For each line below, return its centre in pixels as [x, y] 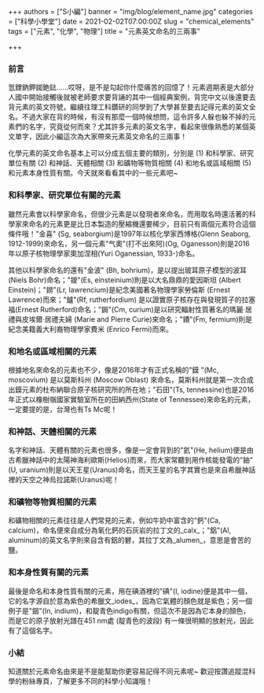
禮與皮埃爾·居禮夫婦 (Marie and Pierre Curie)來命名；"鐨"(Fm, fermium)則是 [130, 319]
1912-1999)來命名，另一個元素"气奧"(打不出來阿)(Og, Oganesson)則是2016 [129, 243]
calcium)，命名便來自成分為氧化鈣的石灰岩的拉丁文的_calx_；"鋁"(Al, [120, 530]
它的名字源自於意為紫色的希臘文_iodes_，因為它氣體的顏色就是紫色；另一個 [130, 601]
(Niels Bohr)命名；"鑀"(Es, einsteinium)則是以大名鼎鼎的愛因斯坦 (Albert [125, 280]
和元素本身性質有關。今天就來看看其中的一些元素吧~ [93, 173]
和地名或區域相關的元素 [52, 351]
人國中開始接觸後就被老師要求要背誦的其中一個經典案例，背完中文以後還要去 [132, 98]
